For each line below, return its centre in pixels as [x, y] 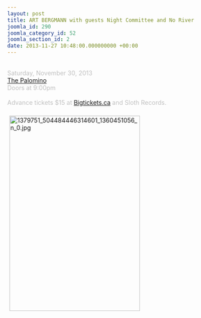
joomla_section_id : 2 [39, 40]
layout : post [26, 14]
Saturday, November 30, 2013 [50, 73]
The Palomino [27, 80]
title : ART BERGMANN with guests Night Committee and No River [101, 20]
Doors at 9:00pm [32, 88]
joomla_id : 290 [29, 26]
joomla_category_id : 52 [42, 33]
